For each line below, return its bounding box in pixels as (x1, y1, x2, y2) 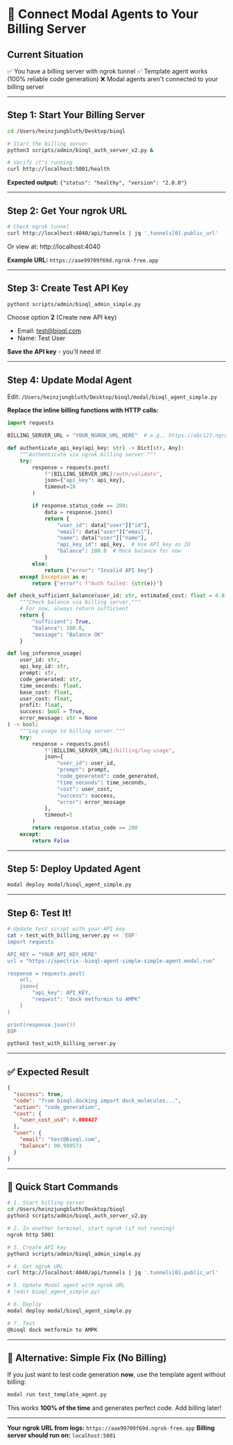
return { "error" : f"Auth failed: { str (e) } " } (32, 580, 163, 587)
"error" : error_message (56, 799, 126, 805)
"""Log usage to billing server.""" (19, 727, 126, 735)
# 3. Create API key (7, 1244, 67, 1251)
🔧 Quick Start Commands (7, 1180, 119, 1193)
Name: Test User (17, 334, 66, 342)
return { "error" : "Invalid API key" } (44, 567, 154, 574)
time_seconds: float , (19, 682, 82, 690)
